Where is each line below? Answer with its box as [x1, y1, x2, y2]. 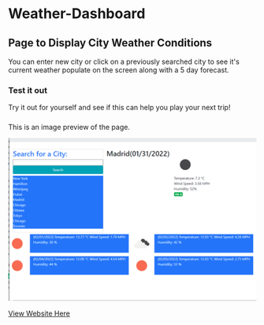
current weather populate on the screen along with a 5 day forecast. [8, 65, 230, 75]
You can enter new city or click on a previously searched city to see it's [8, 57, 240, 66]
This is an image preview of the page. [8, 123, 130, 132]
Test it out [8, 84, 47, 95]
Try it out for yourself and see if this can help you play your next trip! [8, 103, 231, 113]
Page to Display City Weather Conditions [8, 36, 213, 50]
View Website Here [8, 308, 71, 318]
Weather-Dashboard [8, 5, 146, 23]
